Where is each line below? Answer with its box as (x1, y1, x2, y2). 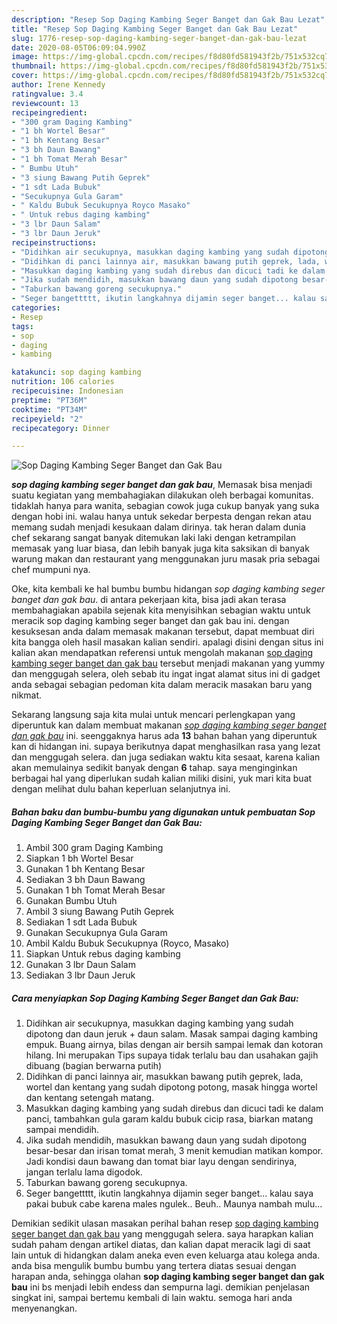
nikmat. (11, 689, 43, 701)
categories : (11, 303, 61, 313)
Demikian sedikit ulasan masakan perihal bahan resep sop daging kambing (11, 1217, 319, 1230)
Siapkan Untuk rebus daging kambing (25, 948, 181, 960)
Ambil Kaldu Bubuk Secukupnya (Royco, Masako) (25, 937, 230, 950)
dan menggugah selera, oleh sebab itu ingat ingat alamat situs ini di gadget (11, 668, 321, 680)
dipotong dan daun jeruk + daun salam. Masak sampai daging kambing (25, 1028, 319, 1040)
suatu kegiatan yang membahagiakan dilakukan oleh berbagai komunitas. (11, 489, 314, 501)
